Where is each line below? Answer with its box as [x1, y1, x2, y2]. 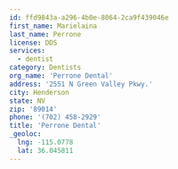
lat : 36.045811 [17, 146, 74, 155]
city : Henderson [9, 88, 69, 97]
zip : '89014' [9, 105, 58, 114]
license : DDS [9, 38, 58, 47]
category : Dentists [9, 63, 82, 72]
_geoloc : [9, 130, 42, 139]
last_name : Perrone [9, 30, 82, 38]
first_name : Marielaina [9, 21, 98, 30]
